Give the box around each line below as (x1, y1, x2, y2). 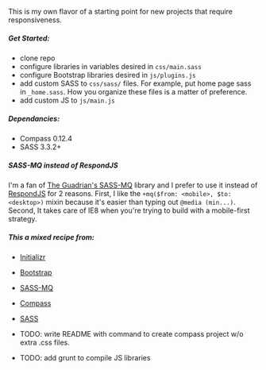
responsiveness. (8, 15, 62, 25)
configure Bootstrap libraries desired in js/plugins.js (19, 70, 196, 79)
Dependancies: (8, 114, 60, 123)
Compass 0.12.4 (19, 133, 73, 143)
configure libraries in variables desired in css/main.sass (19, 61, 202, 71)
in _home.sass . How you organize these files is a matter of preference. (19, 87, 248, 96)
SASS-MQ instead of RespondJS (8, 160, 118, 170)
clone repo (19, 53, 56, 63)
